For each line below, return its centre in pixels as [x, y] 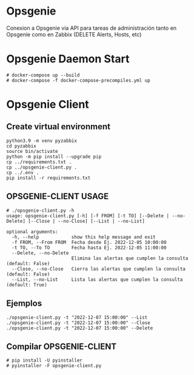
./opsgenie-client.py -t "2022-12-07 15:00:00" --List [77, 317]
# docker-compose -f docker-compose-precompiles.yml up [78, 80]
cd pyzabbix [21, 146]
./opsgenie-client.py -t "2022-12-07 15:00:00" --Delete [80, 328]
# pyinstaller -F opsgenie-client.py [54, 366]
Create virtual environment [59, 127]
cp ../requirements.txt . [39, 162]
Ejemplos [24, 304]
